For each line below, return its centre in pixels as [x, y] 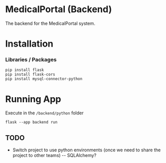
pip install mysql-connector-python [44, 79]
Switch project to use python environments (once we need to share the [87, 150]
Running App [33, 99]
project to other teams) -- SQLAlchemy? [54, 155]
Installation [29, 44]
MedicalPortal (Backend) [59, 9]
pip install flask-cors [30, 74]
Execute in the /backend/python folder [45, 113]
